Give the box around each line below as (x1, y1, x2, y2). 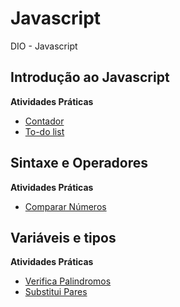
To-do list (24, 125, 65, 137)
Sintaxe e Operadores (10, 155, 149, 172)
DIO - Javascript (10, 40, 78, 52)
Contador (24, 115, 65, 127)
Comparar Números (24, 200, 107, 212)
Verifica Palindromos (24, 275, 112, 287)
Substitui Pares (24, 286, 88, 298)
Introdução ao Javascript (10, 69, 170, 86)
